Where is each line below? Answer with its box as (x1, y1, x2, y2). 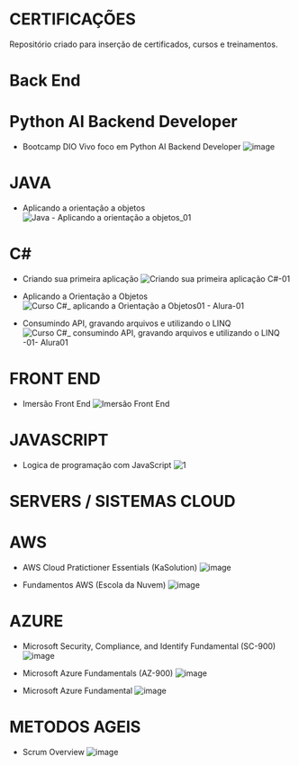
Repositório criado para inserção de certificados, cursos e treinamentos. (9, 39, 278, 50)
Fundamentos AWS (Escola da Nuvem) (22, 579, 167, 590)
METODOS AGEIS (9, 716, 141, 737)
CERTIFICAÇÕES (9, 9, 137, 30)
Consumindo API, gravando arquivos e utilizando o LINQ (22, 318, 231, 329)
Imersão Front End (22, 398, 92, 409)
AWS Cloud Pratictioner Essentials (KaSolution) (22, 562, 198, 572)
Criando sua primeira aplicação (22, 273, 140, 284)
